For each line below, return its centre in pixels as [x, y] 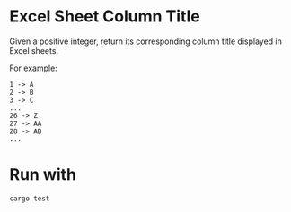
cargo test [30, 199]
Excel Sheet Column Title [105, 17]
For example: [34, 68]
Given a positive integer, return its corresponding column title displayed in [146, 41]
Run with [43, 175]
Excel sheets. [34, 50]
